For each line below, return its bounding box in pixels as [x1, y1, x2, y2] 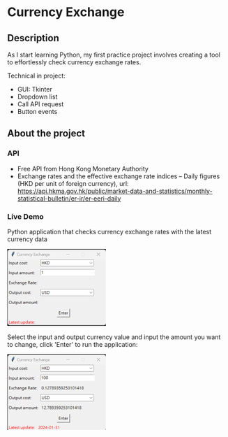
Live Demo [7, 211, 44, 221]
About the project [7, 127, 86, 140]
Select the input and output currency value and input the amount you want [7, 333, 221, 341]
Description [7, 32, 59, 44]
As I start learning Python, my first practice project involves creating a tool [7, 50, 221, 59]
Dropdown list [17, 92, 58, 101]
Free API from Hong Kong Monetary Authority [17, 164, 149, 173]
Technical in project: [7, 71, 66, 80]
